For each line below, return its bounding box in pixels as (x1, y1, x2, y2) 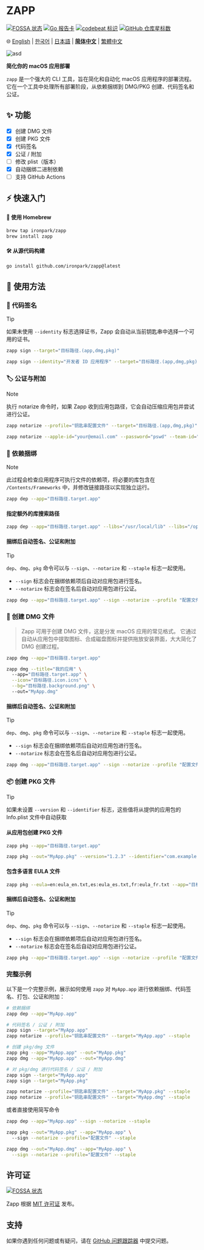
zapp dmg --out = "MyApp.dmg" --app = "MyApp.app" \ (6, 1146, 132, 1152)
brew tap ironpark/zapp (6, 227, 67, 233)
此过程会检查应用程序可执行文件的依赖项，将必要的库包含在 (6, 476, 155, 483)
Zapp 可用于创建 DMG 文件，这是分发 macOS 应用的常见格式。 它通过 (21, 627, 197, 634)
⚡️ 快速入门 (6, 193, 46, 203)
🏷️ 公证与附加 (6, 374, 46, 383)
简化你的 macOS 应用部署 (6, 62, 70, 69)
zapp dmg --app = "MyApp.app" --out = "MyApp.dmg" (6, 1055, 126, 1061)
